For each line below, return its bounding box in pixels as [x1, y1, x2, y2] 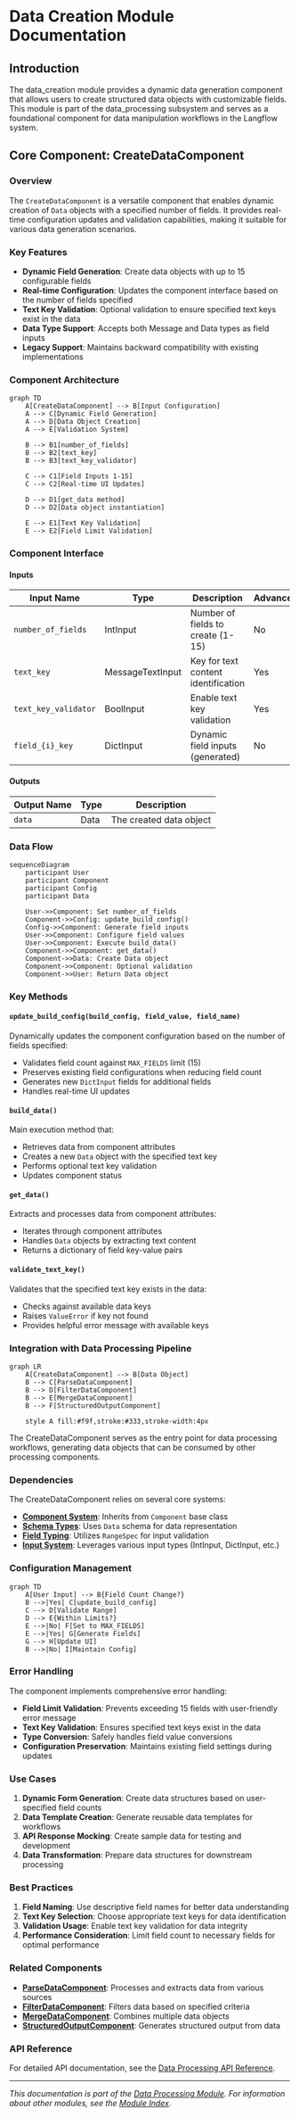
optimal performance [21, 1939, 100, 1950]
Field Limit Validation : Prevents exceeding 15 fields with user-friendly [21, 1702, 279, 1714]
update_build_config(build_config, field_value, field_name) [9, 1013, 241, 1021]
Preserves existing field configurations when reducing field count [21, 1067, 263, 1078]
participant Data [25, 891, 90, 900]
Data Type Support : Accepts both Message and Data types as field [21, 323, 270, 334]
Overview [9, 175, 53, 187]
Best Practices [9, 1881, 74, 1894]
